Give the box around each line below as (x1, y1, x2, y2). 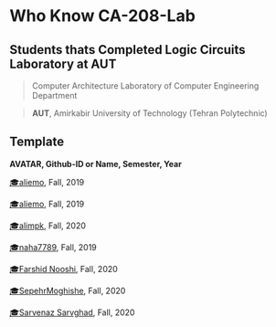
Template (9, 134, 65, 150)
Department (31, 90, 78, 100)
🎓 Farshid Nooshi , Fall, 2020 (9, 263, 119, 274)
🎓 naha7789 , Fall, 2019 (9, 241, 98, 252)
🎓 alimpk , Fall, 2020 (9, 220, 87, 231)
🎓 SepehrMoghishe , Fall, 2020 (9, 285, 126, 296)
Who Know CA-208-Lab (9, 5, 196, 26)
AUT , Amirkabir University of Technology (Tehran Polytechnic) (31, 108, 268, 119)
